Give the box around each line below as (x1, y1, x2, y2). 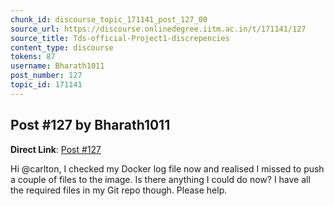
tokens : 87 (10, 52, 56, 62)
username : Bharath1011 (10, 61, 105, 71)
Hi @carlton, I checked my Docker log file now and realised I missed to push (10, 162, 325, 175)
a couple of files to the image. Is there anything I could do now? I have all (10, 173, 311, 185)
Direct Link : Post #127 (10, 143, 102, 155)
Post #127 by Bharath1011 (10, 117, 171, 134)
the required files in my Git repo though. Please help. (10, 184, 228, 196)
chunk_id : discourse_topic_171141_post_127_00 (10, 14, 208, 25)
